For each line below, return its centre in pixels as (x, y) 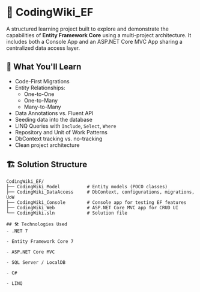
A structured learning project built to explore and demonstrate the (88, 29)
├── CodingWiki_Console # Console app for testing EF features (96, 202)
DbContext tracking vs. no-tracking (59, 139)
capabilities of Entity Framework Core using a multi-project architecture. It (99, 35)
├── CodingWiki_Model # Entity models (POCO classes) (87, 186)
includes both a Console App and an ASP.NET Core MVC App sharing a (95, 41)
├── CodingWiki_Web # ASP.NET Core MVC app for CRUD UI (92, 207)
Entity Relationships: (40, 88)
